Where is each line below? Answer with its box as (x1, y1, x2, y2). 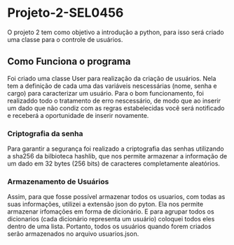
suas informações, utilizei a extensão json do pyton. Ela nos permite (7, 200, 204, 209)
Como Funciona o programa (7, 56, 131, 68)
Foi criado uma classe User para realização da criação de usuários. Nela (7, 74, 216, 82)
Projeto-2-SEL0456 (7, 5, 124, 21)
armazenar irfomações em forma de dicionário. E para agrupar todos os (7, 207, 215, 216)
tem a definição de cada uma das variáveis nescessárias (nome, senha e (7, 82, 217, 90)
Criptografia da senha (7, 128, 83, 138)
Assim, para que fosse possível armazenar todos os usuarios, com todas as (7, 193, 226, 201)
